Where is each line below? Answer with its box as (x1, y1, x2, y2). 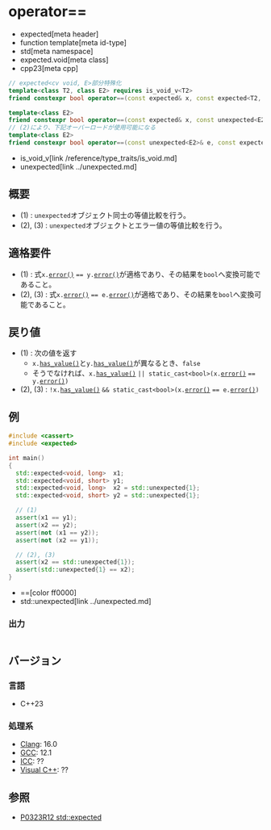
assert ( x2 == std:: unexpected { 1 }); (15, 558, 135, 567)
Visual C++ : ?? (19, 765, 69, 775)
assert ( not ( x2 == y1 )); (15, 536, 99, 544)
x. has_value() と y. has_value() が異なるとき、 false (31, 358, 201, 368)
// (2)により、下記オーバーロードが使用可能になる (8, 124, 156, 132)
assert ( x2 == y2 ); (15, 521, 78, 529)
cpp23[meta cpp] (19, 63, 79, 73)
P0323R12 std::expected (19, 812, 102, 822)
